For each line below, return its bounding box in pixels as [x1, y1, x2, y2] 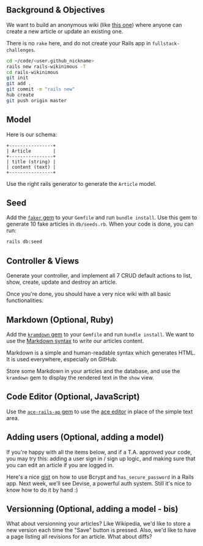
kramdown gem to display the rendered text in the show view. [6, 374, 155, 381]
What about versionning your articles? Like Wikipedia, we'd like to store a [6, 520, 191, 528]
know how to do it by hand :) [6, 486, 78, 493]
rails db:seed [6, 238, 43, 245]
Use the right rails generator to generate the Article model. [6, 180, 157, 187]
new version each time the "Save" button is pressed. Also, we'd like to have [6, 526, 197, 534]
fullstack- [152, 40, 180, 46]
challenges [6, 47, 34, 53]
